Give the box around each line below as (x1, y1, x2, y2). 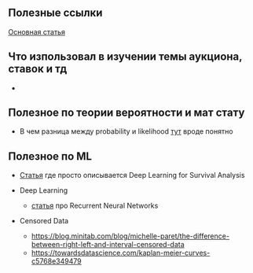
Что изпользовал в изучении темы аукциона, (8, 50, 243, 64)
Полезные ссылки (8, 6, 103, 20)
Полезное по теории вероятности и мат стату (8, 106, 245, 120)
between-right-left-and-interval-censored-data (31, 240, 185, 249)
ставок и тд (8, 62, 68, 76)
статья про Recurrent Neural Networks (31, 201, 159, 211)
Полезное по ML (8, 149, 93, 163)
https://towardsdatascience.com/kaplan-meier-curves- (31, 248, 211, 258)
